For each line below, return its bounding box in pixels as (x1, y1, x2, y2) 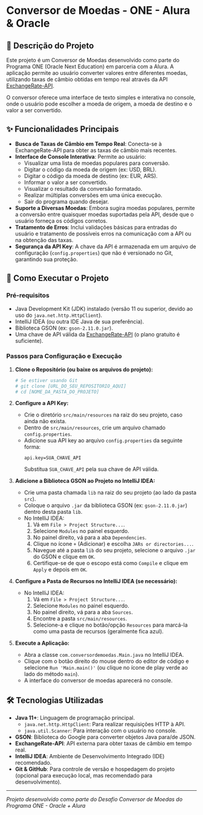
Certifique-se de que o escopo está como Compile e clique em (33, 560, 188, 567)
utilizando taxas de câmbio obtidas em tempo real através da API (6, 76, 168, 83)
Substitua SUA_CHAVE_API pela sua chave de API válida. (24, 465, 159, 473)
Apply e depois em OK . (33, 566, 88, 574)
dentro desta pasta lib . (24, 508, 83, 516)
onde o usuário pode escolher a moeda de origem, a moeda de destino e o (6, 100, 192, 107)
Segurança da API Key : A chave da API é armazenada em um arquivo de (14, 243, 196, 250)
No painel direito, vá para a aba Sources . (33, 609, 133, 616)
